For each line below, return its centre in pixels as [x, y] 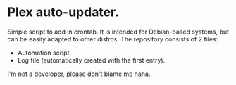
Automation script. [44, 53]
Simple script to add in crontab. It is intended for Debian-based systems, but [118, 32]
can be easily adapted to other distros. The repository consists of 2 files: [113, 39]
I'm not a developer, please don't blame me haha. [79, 74]
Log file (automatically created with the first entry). [91, 60]
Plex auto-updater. [63, 12]
